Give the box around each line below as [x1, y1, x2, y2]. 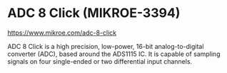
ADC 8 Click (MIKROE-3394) [7, 5, 181, 21]
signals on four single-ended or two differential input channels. [7, 57, 193, 65]
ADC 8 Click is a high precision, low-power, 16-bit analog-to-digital [7, 42, 204, 50]
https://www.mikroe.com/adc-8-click [7, 28, 116, 37]
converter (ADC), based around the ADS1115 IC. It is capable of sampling [7, 50, 221, 58]
